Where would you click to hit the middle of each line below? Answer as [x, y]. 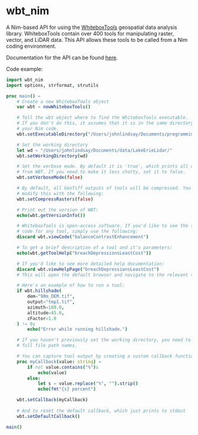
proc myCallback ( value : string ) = [59, 362]
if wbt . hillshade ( [39, 291]
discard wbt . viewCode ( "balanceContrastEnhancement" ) [83, 237]
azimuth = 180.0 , [46, 307]
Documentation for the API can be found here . [62, 57]
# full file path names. [47, 346]
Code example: [24, 69]
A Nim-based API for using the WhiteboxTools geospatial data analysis [92, 27]
